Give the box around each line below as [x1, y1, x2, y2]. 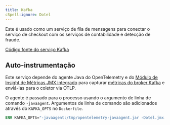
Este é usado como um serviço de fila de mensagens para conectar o [5, 26, 150, 32]
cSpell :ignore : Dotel [5, 12, 51, 17]
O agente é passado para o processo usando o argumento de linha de [5, 95, 151, 101]
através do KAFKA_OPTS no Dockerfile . [5, 105, 83, 111]
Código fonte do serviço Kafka [5, 46, 69, 52]
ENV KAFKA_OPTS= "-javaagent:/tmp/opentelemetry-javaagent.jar [5, 115, 139, 120]
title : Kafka [5, 7, 33, 13]
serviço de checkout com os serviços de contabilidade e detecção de [5, 31, 151, 37]
